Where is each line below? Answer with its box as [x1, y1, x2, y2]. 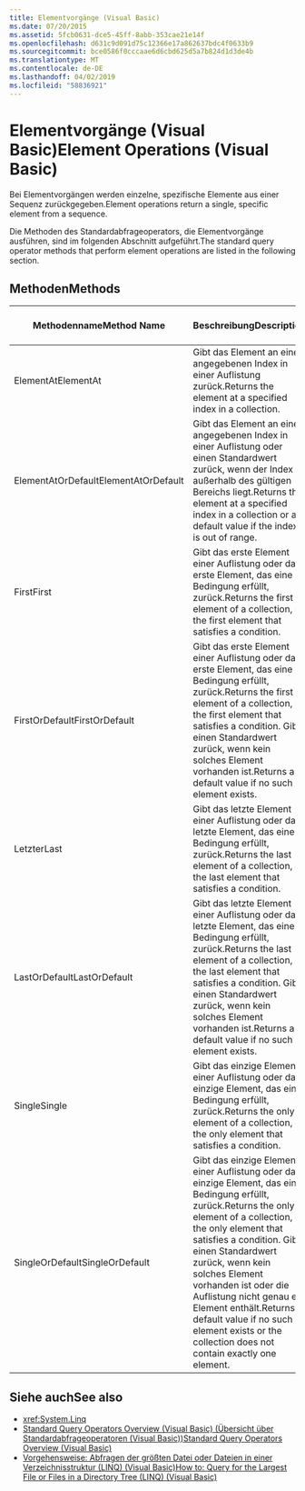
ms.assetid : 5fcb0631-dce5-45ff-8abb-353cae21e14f [9, 30, 205, 39]
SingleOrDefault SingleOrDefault [14, 1256, 150, 1269]
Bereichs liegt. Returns [192, 485, 288, 498]
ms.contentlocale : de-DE [9, 65, 103, 74]
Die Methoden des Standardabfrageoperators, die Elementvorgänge [9, 225, 264, 236]
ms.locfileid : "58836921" [9, 81, 107, 90]
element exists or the [192, 1325, 282, 1337]
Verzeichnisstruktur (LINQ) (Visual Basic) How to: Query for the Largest [22, 1462, 288, 1473]
